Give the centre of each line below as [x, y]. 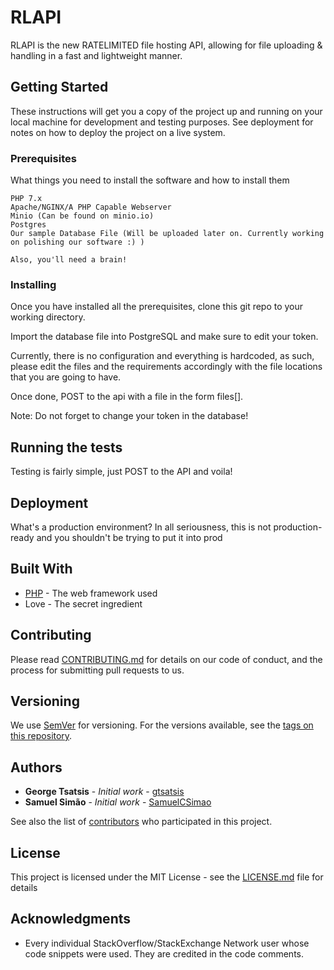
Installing [33, 284]
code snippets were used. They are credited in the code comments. [164, 953]
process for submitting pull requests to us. [97, 670]
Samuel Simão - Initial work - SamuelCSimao [118, 802]
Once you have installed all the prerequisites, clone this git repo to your [157, 307]
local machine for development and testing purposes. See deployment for [162, 122]
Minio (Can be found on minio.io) [82, 216]
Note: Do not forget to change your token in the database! [129, 416]
